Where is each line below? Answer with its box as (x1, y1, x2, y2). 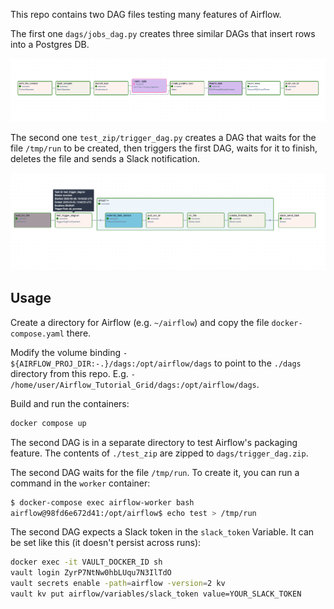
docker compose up (10, 418, 87, 428)
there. (66, 327, 92, 339)
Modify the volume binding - (10, 346, 128, 358)
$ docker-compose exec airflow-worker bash (10, 497, 195, 508)
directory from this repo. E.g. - (10, 367, 136, 379)
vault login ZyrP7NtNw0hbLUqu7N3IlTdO (10, 568, 172, 578)
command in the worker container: (10, 477, 151, 489)
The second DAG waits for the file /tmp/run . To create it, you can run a (10, 466, 300, 478)
